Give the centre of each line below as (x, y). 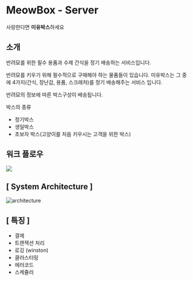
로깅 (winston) (31, 250)
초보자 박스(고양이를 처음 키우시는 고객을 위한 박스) (73, 134)
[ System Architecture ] (49, 187)
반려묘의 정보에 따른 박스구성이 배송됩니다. (55, 95)
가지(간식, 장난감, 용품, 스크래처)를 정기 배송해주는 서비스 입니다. (89, 82)
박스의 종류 (19, 107)
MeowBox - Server (52, 10)
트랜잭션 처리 (30, 243)
